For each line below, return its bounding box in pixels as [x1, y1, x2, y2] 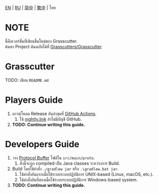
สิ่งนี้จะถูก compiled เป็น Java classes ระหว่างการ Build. [19, 160, 120, 166]
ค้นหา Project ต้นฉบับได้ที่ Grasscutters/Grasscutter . [5, 43, 103, 49]
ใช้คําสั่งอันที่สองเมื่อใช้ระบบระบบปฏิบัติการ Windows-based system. [19, 176, 138, 182]
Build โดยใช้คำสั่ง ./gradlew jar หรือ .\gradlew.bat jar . [12, 166, 119, 172]
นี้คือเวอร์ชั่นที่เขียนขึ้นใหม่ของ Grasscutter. [5, 38, 78, 44]
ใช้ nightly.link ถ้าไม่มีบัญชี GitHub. [19, 116, 82, 122]
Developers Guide [5, 139, 80, 150]
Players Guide [5, 95, 63, 106]
